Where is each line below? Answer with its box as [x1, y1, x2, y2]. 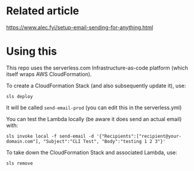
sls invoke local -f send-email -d [6, 133, 94, 139]
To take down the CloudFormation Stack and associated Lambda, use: [6, 148, 177, 156]
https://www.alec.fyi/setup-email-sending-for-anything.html [6, 24, 153, 31]
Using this [6, 45, 58, 58]
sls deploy [6, 93, 33, 99]
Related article [6, 4, 79, 18]
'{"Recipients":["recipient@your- [96, 133, 182, 139]
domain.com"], [6, 138, 42, 144]
